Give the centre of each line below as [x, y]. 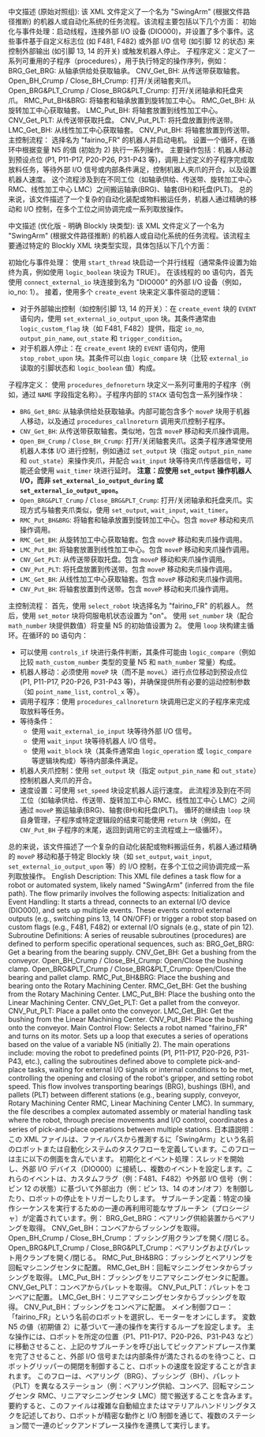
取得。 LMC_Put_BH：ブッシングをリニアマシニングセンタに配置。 [144, 1277]
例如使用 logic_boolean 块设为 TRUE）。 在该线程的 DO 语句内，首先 [144, 272]
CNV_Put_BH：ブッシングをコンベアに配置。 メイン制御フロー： [129, 1307]
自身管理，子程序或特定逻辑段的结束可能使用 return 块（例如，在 [125, 820]
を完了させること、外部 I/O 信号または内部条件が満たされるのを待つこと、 [129, 1356]
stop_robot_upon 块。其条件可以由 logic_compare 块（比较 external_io [134, 358]
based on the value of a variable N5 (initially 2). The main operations [119, 1044]
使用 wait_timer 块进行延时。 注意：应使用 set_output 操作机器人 [146, 471]
